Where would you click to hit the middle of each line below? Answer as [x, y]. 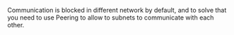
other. [16, 25]
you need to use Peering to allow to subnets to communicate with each [111, 17]
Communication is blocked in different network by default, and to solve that [117, 10]
